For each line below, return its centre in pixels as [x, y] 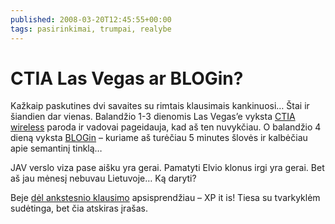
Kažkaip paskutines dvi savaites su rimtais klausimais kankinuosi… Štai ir [160, 106]
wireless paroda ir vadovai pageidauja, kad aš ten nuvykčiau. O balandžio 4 [166, 127]
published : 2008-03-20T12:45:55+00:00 [91, 19]
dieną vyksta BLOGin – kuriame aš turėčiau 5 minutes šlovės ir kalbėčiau [159, 138]
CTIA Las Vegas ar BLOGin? [127, 78]
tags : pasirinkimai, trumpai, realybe [91, 29]
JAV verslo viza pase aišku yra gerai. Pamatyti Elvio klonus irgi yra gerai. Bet [167, 168]
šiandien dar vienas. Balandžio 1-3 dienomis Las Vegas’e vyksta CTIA [153, 117]
